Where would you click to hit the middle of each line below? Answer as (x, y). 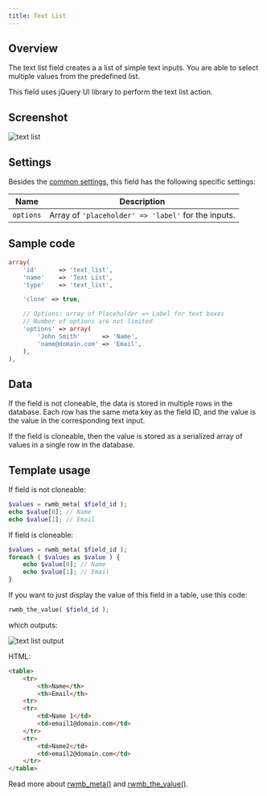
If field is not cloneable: (47, 490)
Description (142, 202)
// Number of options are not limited (88, 322)
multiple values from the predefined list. (74, 77)
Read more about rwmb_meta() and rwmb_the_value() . (99, 784)
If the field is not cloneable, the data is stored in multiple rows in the (121, 403)
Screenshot (38, 117)
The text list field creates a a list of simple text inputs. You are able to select (133, 68)
